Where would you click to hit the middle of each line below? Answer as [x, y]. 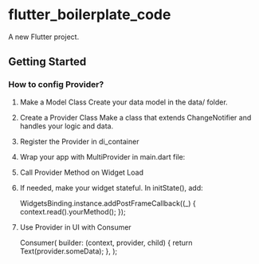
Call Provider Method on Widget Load [81, 172]
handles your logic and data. [67, 126]
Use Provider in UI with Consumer [75, 227]
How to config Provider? [56, 85]
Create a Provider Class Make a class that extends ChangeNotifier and [135, 117]
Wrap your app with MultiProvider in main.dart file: [102, 156]
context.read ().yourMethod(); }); [73, 211]
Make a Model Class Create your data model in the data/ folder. [124, 102]
